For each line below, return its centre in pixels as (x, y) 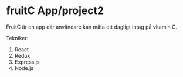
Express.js (27, 62)
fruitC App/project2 (55, 11)
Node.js (24, 68)
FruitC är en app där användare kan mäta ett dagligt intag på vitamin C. (92, 27)
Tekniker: (17, 38)
